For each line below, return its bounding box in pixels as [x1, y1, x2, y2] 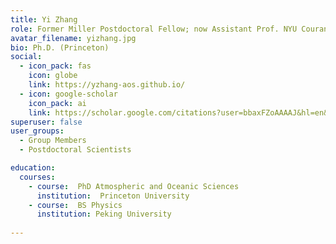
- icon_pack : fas [19, 61, 92, 71]
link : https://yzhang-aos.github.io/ [28, 80, 186, 90]
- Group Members [19, 136, 87, 146]
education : [10, 163, 56, 173]
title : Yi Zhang [10, 14, 78, 25]
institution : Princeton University [36, 191, 190, 201]
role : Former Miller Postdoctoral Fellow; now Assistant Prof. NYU [10, 24, 298, 34]
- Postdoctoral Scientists [19, 145, 132, 155]
